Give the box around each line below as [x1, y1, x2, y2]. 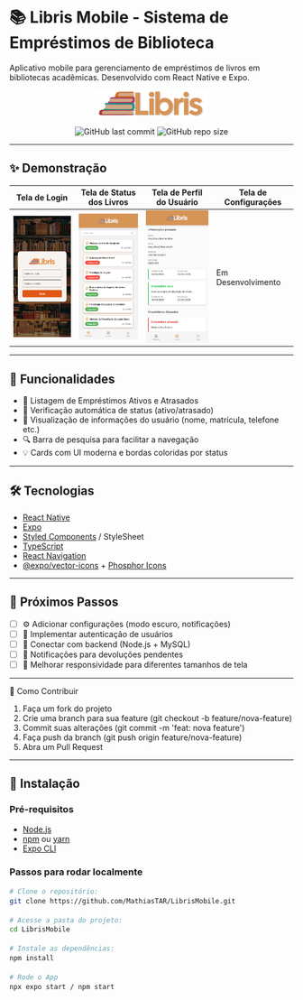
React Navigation [22, 550, 87, 560]
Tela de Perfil [151, 187, 203, 199]
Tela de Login [16, 191, 69, 203]
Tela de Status [80, 187, 137, 199]
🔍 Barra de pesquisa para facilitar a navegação [22, 434, 199, 445]
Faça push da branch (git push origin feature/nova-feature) [22, 732, 243, 743]
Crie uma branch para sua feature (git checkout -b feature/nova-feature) [22, 712, 293, 723]
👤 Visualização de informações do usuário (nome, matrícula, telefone [22, 414, 280, 425]
